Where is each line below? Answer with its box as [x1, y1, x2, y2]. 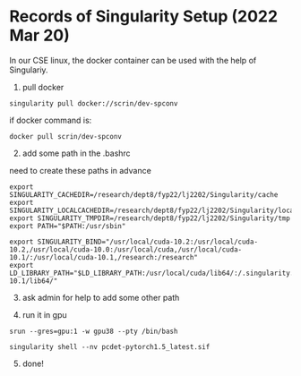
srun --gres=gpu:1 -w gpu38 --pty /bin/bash [9, 327, 178, 336]
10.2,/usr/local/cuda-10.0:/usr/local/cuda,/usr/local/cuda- [9, 244, 243, 254]
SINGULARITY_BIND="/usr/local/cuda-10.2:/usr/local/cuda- [37, 237, 258, 246]
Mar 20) [9, 25, 70, 46]
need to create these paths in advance [9, 165, 152, 175]
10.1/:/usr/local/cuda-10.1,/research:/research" [9, 252, 199, 261]
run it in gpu [21, 309, 67, 320]
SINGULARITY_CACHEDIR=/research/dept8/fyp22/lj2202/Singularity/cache [9, 190, 279, 199]
